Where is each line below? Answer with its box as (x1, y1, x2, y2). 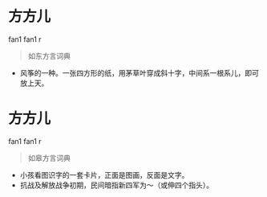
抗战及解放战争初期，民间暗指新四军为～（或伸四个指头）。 (19, 180, 214, 190)
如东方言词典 (27, 51, 71, 60)
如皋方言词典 (27, 153, 71, 162)
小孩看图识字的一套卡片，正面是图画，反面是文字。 (19, 170, 189, 179)
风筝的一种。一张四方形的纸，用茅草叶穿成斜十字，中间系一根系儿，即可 (19, 68, 259, 77)
